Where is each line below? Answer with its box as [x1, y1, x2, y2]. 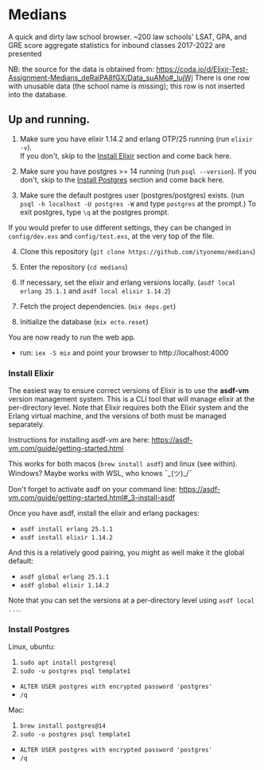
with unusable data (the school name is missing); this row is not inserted [8, 81, 245, 91]
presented [8, 49, 42, 58]
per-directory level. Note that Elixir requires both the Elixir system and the [8, 403, 249, 412]
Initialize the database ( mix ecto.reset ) [19, 316, 149, 326]
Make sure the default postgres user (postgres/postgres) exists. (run [19, 190, 245, 200]
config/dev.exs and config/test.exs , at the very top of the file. [8, 231, 215, 241]
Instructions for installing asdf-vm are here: [8, 435, 150, 445]
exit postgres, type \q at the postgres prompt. [19, 207, 169, 217]
